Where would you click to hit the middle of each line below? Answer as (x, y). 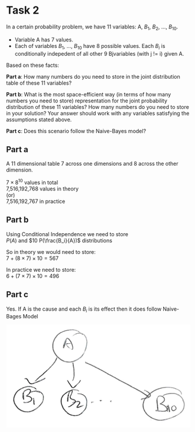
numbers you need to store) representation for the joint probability (87, 101)
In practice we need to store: (41, 269)
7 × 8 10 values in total (32, 182)
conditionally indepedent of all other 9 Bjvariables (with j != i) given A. (99, 53)
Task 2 (23, 10)
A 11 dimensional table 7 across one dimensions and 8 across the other (92, 164)
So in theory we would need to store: (51, 252)
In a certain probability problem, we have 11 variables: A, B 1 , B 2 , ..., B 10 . (92, 27)
